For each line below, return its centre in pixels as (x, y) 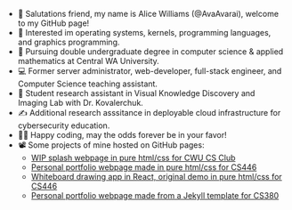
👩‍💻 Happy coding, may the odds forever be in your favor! (122, 135)
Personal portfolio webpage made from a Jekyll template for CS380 (155, 195)
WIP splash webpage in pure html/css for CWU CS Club (133, 157)
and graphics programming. (69, 42)
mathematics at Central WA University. (89, 61)
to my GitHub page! (53, 23)
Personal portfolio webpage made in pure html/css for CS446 (144, 167)
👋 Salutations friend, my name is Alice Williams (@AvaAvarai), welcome (148, 14)
